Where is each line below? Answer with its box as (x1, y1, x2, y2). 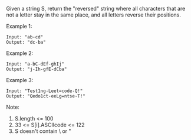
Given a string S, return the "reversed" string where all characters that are (6, 5, 186, 12)
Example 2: (6, 50, 34, 57)
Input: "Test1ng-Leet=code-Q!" (6, 88, 83, 94)
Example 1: (6, 23, 32, 30)
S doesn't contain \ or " (14, 128, 72, 135)
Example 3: (6, 77, 34, 83)
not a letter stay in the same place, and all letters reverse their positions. (6, 11, 181, 18)
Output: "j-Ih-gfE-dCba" (6, 66, 67, 72)
